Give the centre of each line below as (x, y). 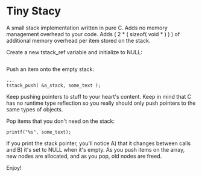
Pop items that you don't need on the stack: (61, 121)
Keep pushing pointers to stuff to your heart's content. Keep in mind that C (99, 96)
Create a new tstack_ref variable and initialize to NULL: (74, 52)
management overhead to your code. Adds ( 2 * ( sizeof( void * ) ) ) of (93, 34)
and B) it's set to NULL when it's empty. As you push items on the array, (96, 149)
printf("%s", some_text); (39, 132)
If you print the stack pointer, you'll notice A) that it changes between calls (99, 143)
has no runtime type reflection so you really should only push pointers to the (101, 103)
